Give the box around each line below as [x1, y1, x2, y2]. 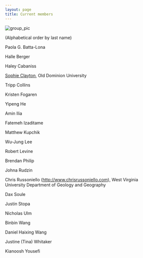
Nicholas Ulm [5, 210, 32, 216]
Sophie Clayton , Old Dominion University [5, 72, 87, 78]
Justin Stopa [5, 201, 31, 207]
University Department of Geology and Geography [5, 182, 106, 188]
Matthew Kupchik [5, 129, 40, 135]
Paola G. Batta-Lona [5, 44, 45, 50]
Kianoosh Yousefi [5, 248, 40, 254]
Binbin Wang [5, 219, 31, 225]
